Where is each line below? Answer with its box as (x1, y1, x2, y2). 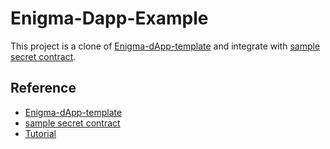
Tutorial (24, 127, 57, 139)
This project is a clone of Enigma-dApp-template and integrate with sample (10, 40, 321, 52)
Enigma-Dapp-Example (10, 7, 209, 30)
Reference (10, 80, 77, 97)
